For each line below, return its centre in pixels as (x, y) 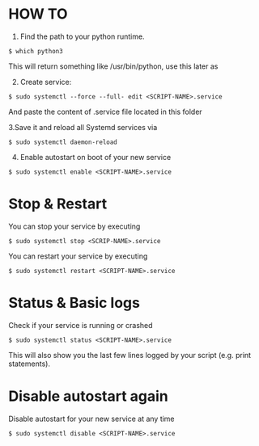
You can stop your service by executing (74, 226)
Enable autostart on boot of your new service (96, 157)
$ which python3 (36, 51)
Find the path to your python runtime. (82, 36)
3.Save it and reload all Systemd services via (83, 127)
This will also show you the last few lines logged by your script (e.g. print (130, 355)
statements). (30, 364)
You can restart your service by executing (78, 256)
